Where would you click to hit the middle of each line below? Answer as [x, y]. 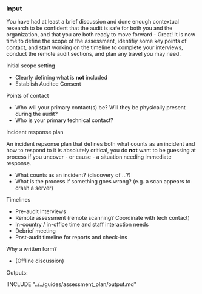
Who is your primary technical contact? [64, 120]
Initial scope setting [31, 66]
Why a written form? [32, 249]
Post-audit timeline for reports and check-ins [71, 238]
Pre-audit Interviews [41, 211]
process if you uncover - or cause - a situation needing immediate [89, 157]
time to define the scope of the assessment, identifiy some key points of [96, 41]
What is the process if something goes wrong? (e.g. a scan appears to [103, 182]
